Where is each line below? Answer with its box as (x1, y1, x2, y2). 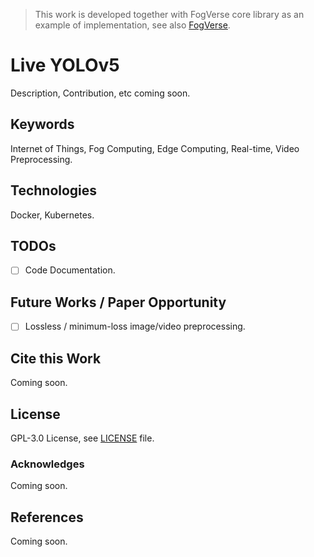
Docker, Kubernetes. (10, 209, 95, 221)
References (10, 509, 84, 526)
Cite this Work (10, 350, 102, 367)
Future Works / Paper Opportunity (10, 294, 227, 311)
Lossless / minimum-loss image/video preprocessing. (24, 320, 246, 333)
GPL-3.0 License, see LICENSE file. (10, 432, 155, 444)
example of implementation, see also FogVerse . (34, 19, 231, 31)
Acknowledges (10, 457, 85, 471)
